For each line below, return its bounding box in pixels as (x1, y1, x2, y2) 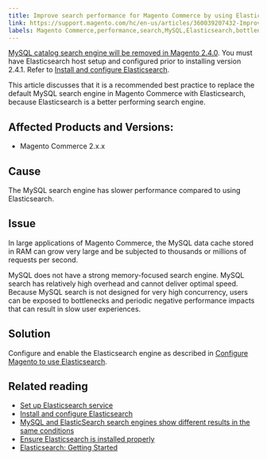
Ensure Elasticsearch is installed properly (19, 435, 155, 444)
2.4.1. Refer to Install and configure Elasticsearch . (8, 65, 169, 75)
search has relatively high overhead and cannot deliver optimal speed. (8, 279, 238, 288)
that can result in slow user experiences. (8, 303, 141, 314)
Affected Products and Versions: (8, 120, 174, 133)
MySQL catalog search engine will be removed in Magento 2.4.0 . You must (8, 48, 253, 58)
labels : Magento (8, 26, 62, 34)
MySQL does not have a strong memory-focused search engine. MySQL (8, 270, 245, 280)
